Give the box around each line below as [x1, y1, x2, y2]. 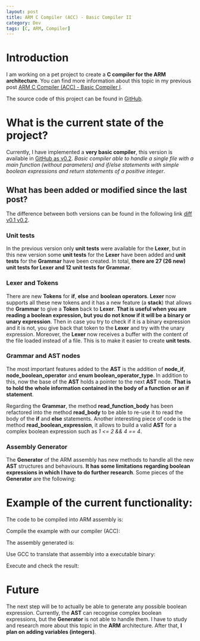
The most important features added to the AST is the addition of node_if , [6, 365, 186, 372]
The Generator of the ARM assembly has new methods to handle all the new [6, 456, 194, 464]
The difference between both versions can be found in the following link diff [6, 210, 192, 217]
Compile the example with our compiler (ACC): [6, 527, 120, 535]
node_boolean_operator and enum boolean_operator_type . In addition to [6, 372, 189, 379]
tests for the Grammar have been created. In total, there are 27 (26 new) [6, 257, 186, 265]
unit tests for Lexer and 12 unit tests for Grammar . [6, 264, 132, 271]
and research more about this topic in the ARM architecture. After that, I [6, 622, 183, 629]
